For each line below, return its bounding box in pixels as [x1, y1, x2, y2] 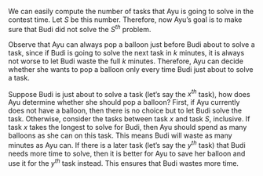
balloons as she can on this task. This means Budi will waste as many [8, 131, 233, 140]
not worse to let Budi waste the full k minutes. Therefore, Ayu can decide [8, 56, 243, 66]
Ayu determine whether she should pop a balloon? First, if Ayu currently [8, 98, 240, 107]
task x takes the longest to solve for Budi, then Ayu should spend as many [8, 123, 247, 132]
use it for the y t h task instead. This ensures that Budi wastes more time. [8, 156, 239, 167]
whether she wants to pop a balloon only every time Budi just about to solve [8, 64, 254, 74]
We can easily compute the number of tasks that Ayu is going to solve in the [8, 7, 254, 16]
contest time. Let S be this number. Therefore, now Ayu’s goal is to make [8, 15, 243, 24]
